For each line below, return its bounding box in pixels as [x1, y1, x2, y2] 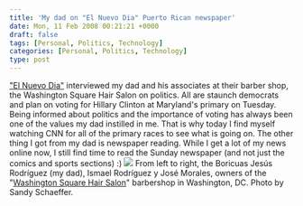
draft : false [9, 30, 59, 39]
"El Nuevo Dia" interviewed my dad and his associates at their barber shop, [9, 80, 289, 90]
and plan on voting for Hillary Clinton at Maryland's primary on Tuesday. [9, 99, 277, 109]
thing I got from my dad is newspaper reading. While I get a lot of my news [9, 137, 287, 148]
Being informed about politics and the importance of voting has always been [9, 109, 293, 119]
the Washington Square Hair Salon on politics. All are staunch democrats [9, 89, 280, 100]
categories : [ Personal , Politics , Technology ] [9, 47, 188, 56]
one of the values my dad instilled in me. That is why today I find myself [9, 118, 276, 129]
